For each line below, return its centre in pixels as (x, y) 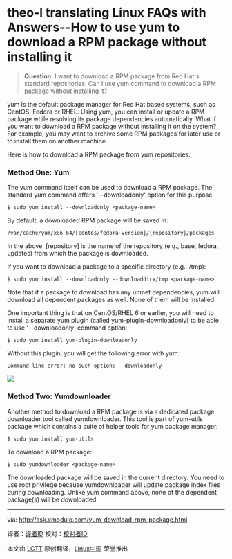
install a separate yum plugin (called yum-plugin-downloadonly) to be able (113, 321)
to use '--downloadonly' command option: (67, 328)
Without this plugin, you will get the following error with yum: (94, 353)
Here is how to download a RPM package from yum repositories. (99, 154)
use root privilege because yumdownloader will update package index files (114, 485)
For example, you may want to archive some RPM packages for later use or (114, 134)
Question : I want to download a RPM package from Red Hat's (112, 76)
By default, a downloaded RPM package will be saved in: (88, 220)
